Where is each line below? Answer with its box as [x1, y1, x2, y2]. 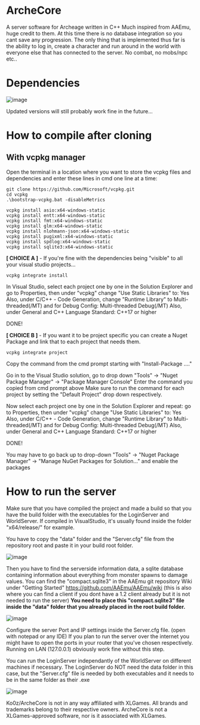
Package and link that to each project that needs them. [6, 338, 141, 345]
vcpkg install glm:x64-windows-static [6, 223, 103, 229]
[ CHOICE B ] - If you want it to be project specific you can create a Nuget [6, 331, 188, 339]
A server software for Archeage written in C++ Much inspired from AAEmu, [6, 23, 191, 31]
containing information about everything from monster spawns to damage [6, 571, 188, 578]
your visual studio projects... [6, 261, 76, 268]
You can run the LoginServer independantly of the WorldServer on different [6, 657, 192, 664]
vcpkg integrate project [6, 349, 68, 355]
